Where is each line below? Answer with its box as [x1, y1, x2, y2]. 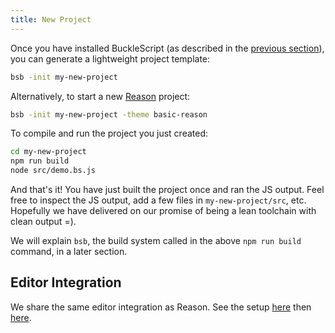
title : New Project [10, 14, 92, 25]
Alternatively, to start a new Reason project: [10, 90, 191, 102]
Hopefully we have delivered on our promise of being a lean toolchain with [10, 205, 317, 216]
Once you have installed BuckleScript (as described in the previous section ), [10, 42, 325, 54]
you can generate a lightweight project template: [10, 52, 211, 65]
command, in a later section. [10, 246, 128, 257]
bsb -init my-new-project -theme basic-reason [10, 109, 208, 120]
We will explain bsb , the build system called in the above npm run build [10, 235, 302, 246]
